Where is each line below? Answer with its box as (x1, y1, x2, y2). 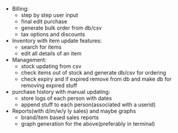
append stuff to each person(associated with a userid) (20, 101, 156, 108)
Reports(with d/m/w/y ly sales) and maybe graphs (11, 108, 137, 114)
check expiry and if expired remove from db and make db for (20, 75, 172, 82)
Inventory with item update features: (11, 37, 102, 44)
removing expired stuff (20, 82, 78, 89)
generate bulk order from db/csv (20, 24, 102, 31)
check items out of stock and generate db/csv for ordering (20, 69, 167, 76)
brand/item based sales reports (20, 114, 99, 121)
